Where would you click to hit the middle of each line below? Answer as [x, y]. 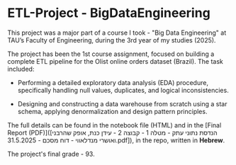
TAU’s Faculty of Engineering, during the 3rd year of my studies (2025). [112, 40]
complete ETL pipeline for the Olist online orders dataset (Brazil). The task [115, 61]
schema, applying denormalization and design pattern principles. [112, 111]
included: [21, 69]
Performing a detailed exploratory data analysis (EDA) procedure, [113, 82]
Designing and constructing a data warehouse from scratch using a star [122, 103]
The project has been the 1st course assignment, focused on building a [111, 54]
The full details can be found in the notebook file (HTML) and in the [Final [114, 125]
